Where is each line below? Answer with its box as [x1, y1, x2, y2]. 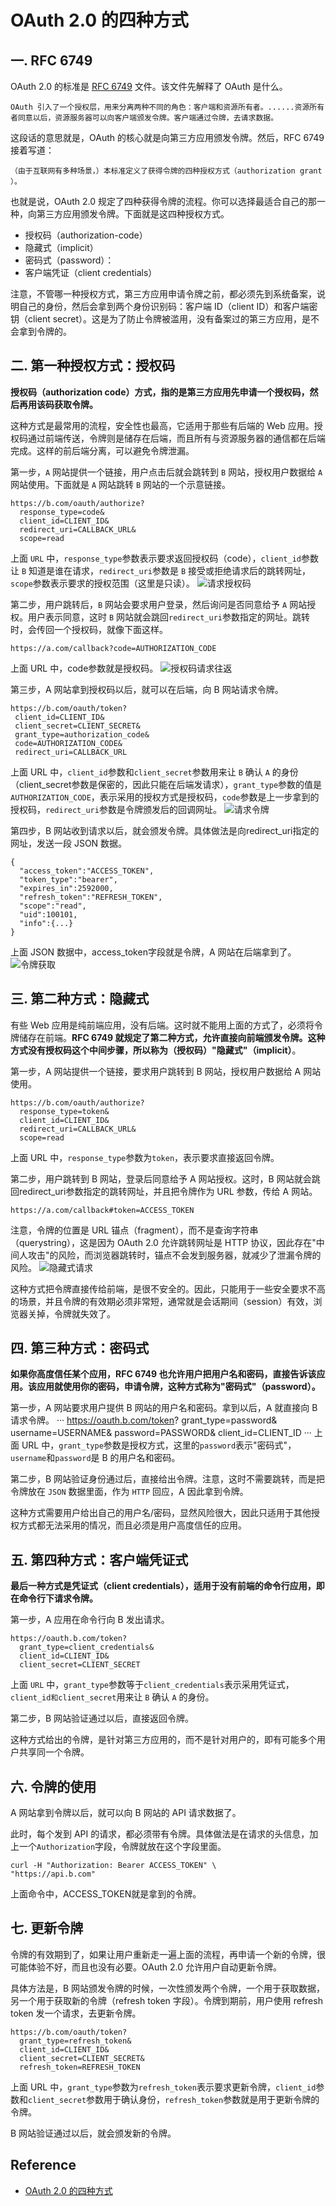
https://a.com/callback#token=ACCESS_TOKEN [10, 1205, 195, 1215]
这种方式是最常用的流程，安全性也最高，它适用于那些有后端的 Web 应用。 [10, 419, 315, 431]
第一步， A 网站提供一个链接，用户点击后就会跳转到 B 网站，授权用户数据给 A [10, 466, 323, 478]
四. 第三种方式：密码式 [10, 1340, 150, 1357]
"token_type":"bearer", [19, 874, 118, 885]
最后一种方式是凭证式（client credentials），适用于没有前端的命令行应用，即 [10, 1580, 325, 1592]
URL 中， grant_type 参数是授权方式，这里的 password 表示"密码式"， [21, 1439, 297, 1451]
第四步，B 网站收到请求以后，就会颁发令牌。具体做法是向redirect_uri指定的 [10, 824, 320, 836]
